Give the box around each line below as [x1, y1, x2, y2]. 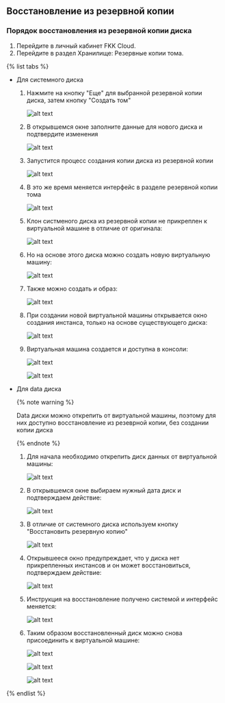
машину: [26, 258, 52, 266]
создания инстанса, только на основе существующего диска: [26, 318, 208, 326]
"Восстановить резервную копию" [26, 527, 128, 535]
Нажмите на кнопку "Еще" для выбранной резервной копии [26, 88, 202, 97]
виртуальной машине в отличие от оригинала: [26, 224, 163, 232]
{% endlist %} [6, 689, 46, 698]
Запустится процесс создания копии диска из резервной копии [26, 156, 213, 164]
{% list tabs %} [6, 62, 49, 71]
